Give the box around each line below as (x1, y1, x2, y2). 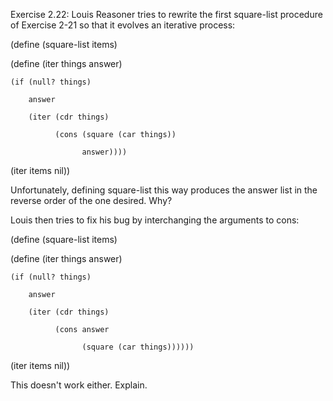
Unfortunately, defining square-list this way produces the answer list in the (10, 184, 318, 196)
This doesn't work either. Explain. (10, 379, 148, 391)
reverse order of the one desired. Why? (10, 195, 173, 206)
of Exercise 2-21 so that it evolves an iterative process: (10, 19, 236, 31)
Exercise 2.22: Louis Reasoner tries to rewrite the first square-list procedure (10, 9, 323, 20)
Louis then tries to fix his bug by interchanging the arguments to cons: (10, 214, 300, 226)
